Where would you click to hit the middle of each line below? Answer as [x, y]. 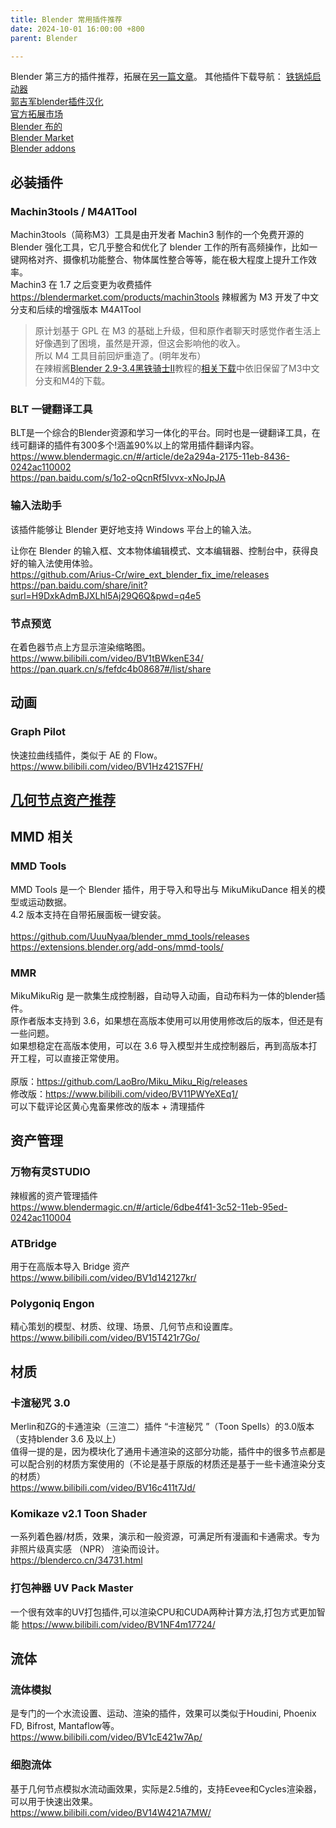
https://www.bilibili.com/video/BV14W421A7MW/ [111, 1812]
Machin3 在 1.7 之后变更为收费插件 [81, 285]
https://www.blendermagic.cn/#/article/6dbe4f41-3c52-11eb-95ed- [149, 1207]
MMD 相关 [42, 837]
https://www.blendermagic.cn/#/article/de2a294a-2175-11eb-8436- [150, 457]
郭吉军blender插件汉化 [57, 102]
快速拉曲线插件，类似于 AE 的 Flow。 [86, 755]
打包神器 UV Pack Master [72, 1588]
